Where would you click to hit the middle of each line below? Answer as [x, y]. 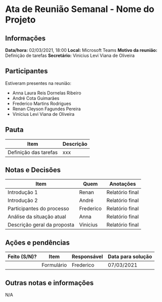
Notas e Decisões [33, 170]
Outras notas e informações [49, 283]
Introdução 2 [23, 201]
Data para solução [130, 257]
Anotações [123, 184]
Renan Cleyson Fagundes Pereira [47, 109]
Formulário [54, 265]
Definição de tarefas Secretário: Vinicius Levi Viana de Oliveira [70, 55]
